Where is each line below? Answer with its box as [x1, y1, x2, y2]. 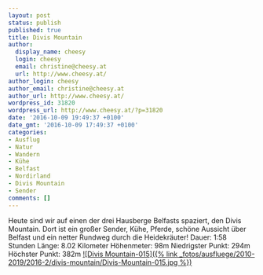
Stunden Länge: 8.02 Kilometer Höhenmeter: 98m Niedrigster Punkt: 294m [8, 240, 251, 250]
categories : [8, 128, 47, 136]
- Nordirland [8, 172, 51, 181]
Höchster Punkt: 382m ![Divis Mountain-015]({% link [8, 249, 178, 258]
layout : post [8, 11, 51, 20]
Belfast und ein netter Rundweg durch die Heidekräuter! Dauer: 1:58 [8, 233, 228, 242]
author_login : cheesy [8, 77, 79, 85]
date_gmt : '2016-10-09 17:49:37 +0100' [8, 121, 139, 129]
